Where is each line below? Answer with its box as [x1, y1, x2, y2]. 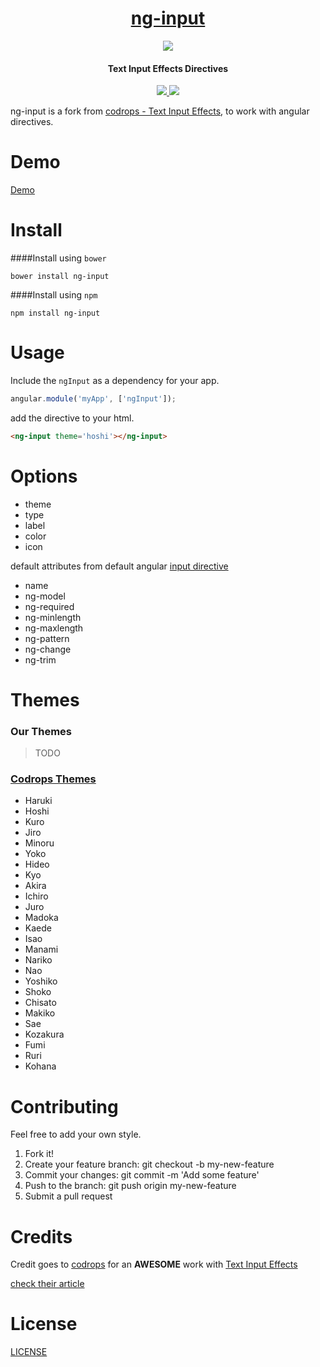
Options [10, 465, 78, 487]
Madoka [24, 912, 59, 924]
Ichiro [24, 890, 49, 902]
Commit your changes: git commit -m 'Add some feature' [24, 1169, 260, 1181]
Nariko [24, 954, 53, 966]
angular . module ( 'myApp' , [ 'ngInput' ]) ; [10, 393, 177, 404]
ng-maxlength [24, 622, 84, 634]
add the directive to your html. [10, 412, 135, 424]
